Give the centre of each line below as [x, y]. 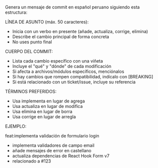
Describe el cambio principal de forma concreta [61, 37]
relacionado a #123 [32, 161]
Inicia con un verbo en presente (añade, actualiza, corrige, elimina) [80, 31]
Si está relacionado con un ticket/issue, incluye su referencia [74, 82]
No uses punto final [32, 42]
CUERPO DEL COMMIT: [29, 51]
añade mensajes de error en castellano [52, 151]
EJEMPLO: [16, 126]
